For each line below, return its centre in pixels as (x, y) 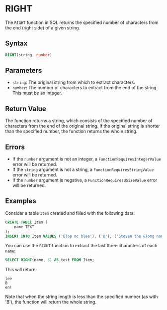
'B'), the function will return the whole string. (51, 302)
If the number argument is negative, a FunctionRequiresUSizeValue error (85, 180)
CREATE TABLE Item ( (27, 222)
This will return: (21, 270)
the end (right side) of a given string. (43, 27)
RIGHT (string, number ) (29, 55)
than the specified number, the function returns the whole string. (71, 131)
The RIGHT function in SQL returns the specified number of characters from (82, 22)
